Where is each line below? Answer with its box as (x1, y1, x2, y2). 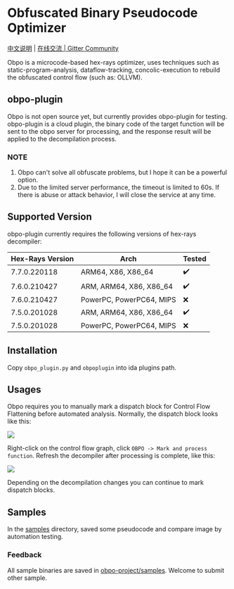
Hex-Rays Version (11, 253, 74, 263)
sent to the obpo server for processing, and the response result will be (7, 127, 212, 135)
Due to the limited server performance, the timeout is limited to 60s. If (17, 183, 220, 191)
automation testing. (7, 533, 63, 541)
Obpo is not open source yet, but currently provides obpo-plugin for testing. (7, 112, 228, 120)
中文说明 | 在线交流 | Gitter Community (7, 44, 119, 52)
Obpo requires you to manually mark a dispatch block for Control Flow (7, 403, 211, 411)
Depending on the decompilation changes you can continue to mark (7, 479, 204, 487)
